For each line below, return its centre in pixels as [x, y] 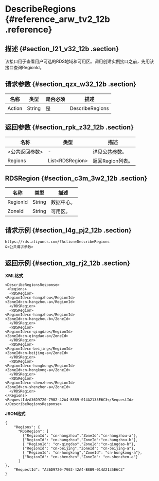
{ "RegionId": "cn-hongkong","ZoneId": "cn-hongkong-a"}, [82, 453]
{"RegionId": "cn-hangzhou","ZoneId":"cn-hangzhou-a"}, [80, 436]
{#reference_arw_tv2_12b [58, 19]
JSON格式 [15, 414]
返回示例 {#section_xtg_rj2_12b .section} [68, 263]
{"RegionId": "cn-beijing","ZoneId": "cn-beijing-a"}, [79, 448]
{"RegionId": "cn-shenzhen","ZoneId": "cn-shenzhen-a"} [80, 457]
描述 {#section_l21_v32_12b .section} [62, 49]
